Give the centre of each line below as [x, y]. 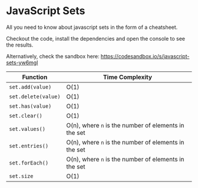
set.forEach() [29, 163]
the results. [20, 45]
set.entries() [29, 146]
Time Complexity [127, 77]
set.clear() [26, 116]
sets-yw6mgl [22, 62]
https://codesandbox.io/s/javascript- [145, 56]
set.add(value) [30, 87]
